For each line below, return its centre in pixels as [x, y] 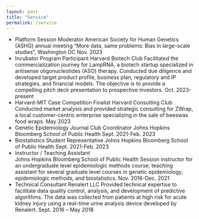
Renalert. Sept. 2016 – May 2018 [54, 210]
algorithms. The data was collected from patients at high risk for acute [101, 197]
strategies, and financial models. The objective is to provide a [90, 84]
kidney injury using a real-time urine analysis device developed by [96, 204]
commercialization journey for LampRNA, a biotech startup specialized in [104, 65]
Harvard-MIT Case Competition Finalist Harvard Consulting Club [94, 103]
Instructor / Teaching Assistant [52, 153]
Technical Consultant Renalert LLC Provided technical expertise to [96, 185]
